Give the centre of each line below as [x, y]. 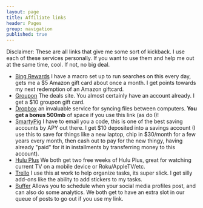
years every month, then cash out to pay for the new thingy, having [99, 141]
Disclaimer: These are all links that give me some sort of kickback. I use [96, 52]
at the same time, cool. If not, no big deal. [58, 65]
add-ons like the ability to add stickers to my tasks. [78, 179]
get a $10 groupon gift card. [50, 102]
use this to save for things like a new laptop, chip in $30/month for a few [105, 135]
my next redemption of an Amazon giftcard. [69, 89]
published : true [27, 35]
